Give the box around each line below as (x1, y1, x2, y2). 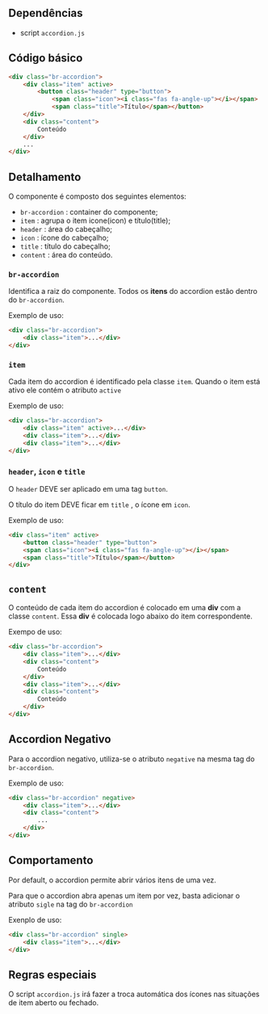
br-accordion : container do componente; (19, 207, 158, 217)
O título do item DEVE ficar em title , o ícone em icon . (8, 500, 191, 509)
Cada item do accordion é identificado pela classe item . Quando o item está (8, 377, 261, 387)
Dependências (8, 6, 83, 20)
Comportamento (8, 853, 94, 867)
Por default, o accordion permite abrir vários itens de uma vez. (8, 875, 216, 885)
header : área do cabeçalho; (19, 224, 113, 234)
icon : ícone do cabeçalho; (19, 233, 109, 243)
